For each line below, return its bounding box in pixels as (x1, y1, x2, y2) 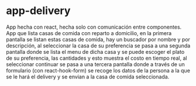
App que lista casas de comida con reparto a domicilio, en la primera (6, 29, 172, 36)
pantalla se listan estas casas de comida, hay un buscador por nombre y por (6, 36, 190, 43)
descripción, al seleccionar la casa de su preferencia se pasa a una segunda (6, 42, 191, 49)
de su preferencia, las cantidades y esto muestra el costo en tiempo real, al (6, 54, 187, 61)
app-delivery (6, 4, 71, 18)
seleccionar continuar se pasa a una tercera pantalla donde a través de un (6, 60, 185, 68)
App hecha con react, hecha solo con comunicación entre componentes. (6, 23, 182, 30)
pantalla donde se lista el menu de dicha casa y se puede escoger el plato (6, 48, 185, 55)
